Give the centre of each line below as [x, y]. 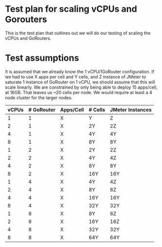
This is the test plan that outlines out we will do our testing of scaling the [78, 33]
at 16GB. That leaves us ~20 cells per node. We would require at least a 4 [79, 92]
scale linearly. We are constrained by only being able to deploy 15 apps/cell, [81, 87]
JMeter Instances [131, 110]
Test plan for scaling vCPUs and [71, 9]
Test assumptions [42, 58]
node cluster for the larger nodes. [39, 98]
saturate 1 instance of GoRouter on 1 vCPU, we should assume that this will [80, 82]
